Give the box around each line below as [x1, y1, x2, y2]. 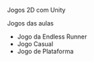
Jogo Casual [17, 40, 54, 48]
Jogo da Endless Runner [17, 32, 88, 41]
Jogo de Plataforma [17, 48, 74, 55]
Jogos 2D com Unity [7, 6, 66, 14]
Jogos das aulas [7, 19, 54, 27]
